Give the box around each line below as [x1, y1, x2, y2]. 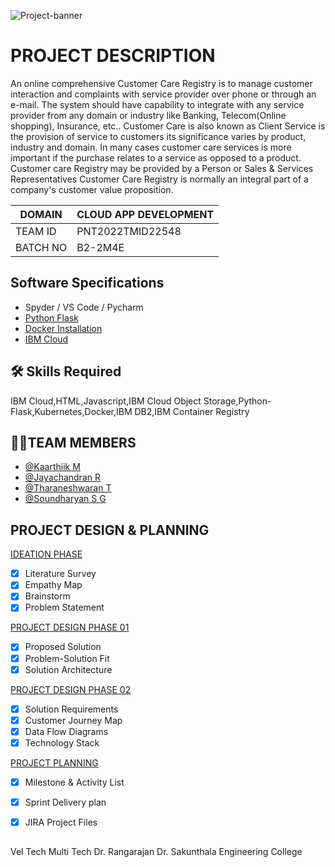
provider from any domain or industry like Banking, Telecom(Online [10, 109, 287, 121]
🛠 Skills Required [10, 363, 122, 380]
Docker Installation [24, 322, 103, 334]
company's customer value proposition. [10, 183, 174, 195]
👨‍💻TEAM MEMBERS [10, 434, 137, 451]
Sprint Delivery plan [24, 796, 107, 808]
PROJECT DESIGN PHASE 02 [10, 683, 132, 695]
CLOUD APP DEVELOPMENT [76, 207, 215, 221]
